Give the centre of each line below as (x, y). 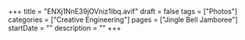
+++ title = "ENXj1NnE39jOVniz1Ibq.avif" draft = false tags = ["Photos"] (123, 11)
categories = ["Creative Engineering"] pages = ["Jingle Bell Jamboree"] (123, 20)
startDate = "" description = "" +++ (65, 28)
